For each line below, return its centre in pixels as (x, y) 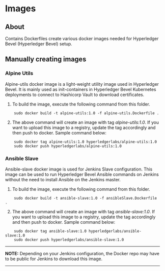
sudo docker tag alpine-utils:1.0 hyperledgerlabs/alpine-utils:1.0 (85, 142)
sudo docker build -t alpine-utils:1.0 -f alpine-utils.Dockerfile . (87, 113)
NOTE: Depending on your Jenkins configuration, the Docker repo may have (82, 253)
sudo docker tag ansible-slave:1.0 (50, 231)
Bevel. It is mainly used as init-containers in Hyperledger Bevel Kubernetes (81, 89)
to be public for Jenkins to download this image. (54, 259)
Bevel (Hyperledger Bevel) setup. (39, 44)
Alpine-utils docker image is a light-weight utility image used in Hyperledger (82, 84)
